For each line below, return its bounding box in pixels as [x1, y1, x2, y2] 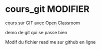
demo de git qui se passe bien [5, 29, 67, 35]
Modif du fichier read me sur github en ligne [5, 39, 96, 45]
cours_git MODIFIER [5, 3, 90, 15]
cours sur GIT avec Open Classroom [5, 20, 80, 26]
